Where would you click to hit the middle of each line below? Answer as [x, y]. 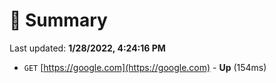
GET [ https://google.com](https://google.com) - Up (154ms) [145, 67]
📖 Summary [58, 20]
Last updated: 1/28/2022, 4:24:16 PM [87, 48]
